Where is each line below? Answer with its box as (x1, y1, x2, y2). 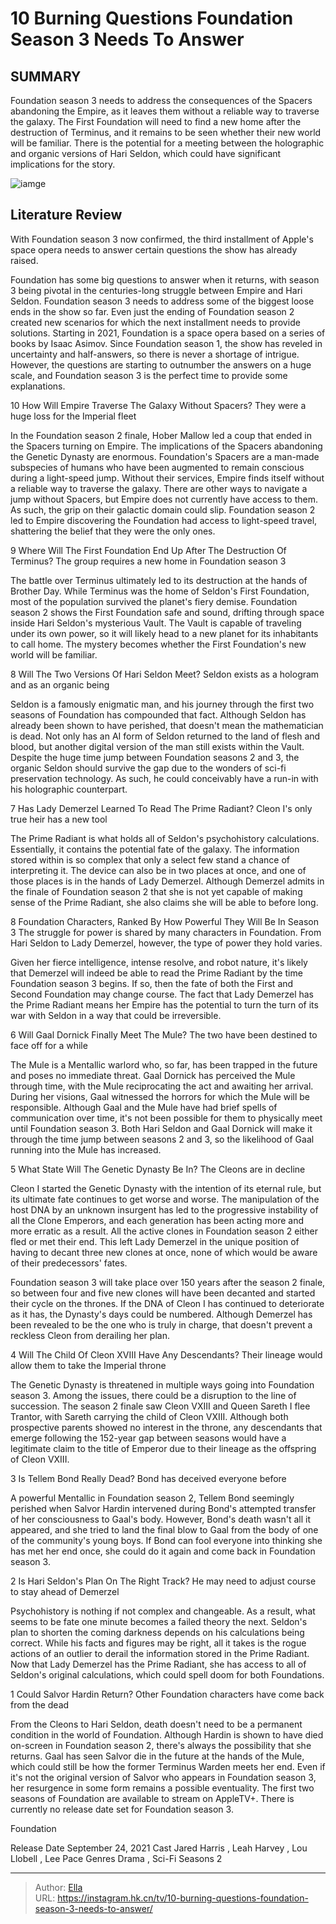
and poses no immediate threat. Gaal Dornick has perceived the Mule (10, 1069, 296, 1081)
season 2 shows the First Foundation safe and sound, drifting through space (10, 606, 325, 618)
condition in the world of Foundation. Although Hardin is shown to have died (10, 1728, 324, 1741)
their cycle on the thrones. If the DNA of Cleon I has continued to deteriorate (10, 1297, 325, 1309)
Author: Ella (34, 1881, 83, 1893)
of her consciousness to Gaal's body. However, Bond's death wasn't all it (10, 1513, 311, 1525)
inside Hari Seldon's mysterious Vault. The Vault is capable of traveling (10, 617, 302, 629)
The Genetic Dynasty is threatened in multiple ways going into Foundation (10, 1378, 315, 1391)
